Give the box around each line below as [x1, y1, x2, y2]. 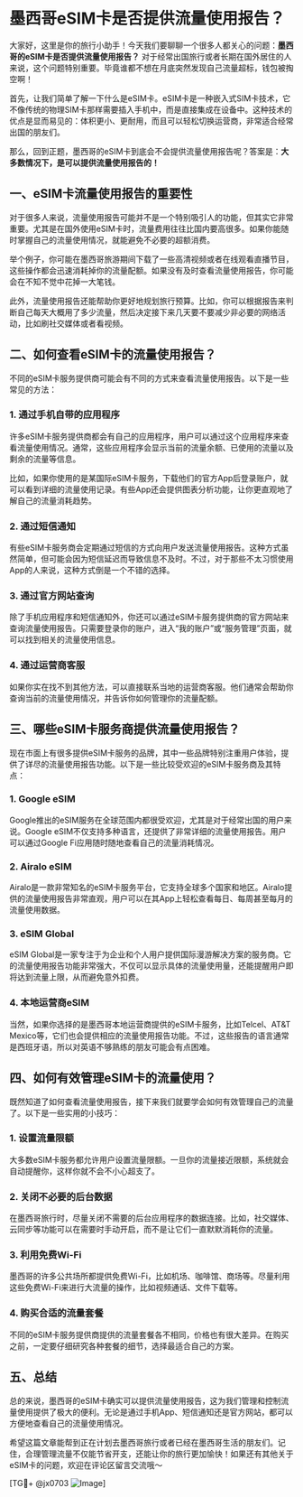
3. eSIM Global [9, 927, 75, 940]
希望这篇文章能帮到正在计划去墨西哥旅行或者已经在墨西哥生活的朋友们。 [9, 1437, 278, 1447]
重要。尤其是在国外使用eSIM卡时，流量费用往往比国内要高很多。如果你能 [9, 223, 281, 234]
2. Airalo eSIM [9, 860, 72, 872]
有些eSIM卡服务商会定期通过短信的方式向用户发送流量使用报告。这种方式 [9, 543, 281, 553]
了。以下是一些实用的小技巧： [9, 1107, 120, 1118]
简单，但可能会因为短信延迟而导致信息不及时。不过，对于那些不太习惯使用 [16, 553, 294, 564]
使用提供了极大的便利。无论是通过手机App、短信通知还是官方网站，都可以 [16, 1406, 293, 1418]
